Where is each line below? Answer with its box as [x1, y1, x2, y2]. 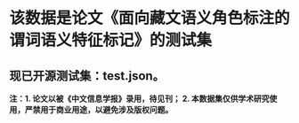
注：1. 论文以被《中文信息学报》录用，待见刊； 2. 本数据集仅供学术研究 [9, 94, 270, 104]
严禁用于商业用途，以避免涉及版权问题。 [24, 104, 174, 115]
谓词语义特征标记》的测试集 [9, 30, 213, 50]
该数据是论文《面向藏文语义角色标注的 [9, 8, 291, 28]
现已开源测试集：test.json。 [9, 68, 165, 83]
